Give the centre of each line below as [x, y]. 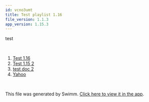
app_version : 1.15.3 [27, 24]
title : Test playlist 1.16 [34, 15]
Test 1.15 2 [23, 63]
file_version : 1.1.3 [27, 19]
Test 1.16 [21, 58]
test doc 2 [23, 69]
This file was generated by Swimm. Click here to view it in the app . [75, 94]
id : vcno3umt [19, 10]
